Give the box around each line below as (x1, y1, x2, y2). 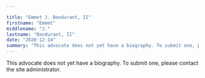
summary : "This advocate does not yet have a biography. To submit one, (6, 43, 195, 49)
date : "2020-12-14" (6, 37, 56, 43)
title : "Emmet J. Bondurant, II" (6, 14, 92, 20)
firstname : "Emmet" (6, 19, 56, 26)
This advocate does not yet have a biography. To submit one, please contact (6, 59, 199, 66)
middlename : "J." (6, 26, 51, 32)
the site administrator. (6, 66, 61, 73)
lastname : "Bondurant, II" (6, 31, 75, 37)
